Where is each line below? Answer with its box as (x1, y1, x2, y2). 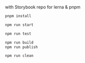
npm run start (5, 22, 34, 27)
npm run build (5, 40, 34, 45)
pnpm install (5, 14, 32, 19)
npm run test (5, 31, 32, 36)
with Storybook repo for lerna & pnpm (5, 4, 81, 10)
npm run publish (5, 44, 38, 49)
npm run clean (5, 53, 34, 58)
